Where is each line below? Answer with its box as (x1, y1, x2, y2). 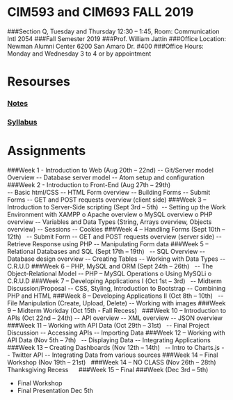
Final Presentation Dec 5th (17, 386, 94, 394)
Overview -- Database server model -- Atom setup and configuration (7, 173, 205, 182)
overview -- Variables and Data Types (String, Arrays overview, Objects (7, 217, 212, 226)
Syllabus (7, 117, 38, 127)
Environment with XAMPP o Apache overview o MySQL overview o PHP (7, 210, 213, 218)
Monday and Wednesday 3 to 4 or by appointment (7, 49, 152, 58)
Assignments (7, 143, 86, 159)
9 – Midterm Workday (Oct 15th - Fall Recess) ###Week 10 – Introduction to (7, 306, 227, 314)
